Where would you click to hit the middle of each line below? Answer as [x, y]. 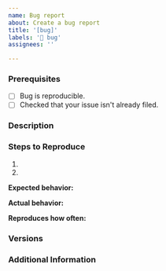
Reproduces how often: [47, 218]
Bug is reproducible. [52, 96]
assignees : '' [31, 45]
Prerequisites [34, 79]
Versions [26, 238]
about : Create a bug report [54, 23]
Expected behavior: [41, 187]
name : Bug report [37, 15]
